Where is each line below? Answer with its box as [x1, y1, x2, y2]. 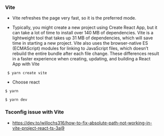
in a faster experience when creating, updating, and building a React [12, 56, 151, 62]
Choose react [12, 79, 40, 85]
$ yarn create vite [7, 71, 48, 76]
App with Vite [12, 61, 40, 67]
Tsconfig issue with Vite [5, 109, 64, 115]
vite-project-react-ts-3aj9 [12, 125, 65, 131]
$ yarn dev [5, 97, 27, 102]
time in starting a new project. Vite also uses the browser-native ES [12, 40, 148, 46]
